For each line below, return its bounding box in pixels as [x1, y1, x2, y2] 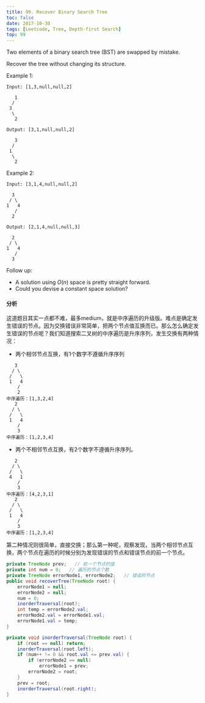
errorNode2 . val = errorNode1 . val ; [17, 612, 105, 619]
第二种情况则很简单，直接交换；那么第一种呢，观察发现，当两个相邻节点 [6, 541, 188, 548]
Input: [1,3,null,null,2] [6, 84, 72, 90]
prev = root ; [17, 680, 51, 686]
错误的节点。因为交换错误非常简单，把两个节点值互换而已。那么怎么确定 [11, 322, 193, 330]
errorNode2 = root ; [28, 669, 78, 675]
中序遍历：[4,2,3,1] [6, 491, 54, 498]
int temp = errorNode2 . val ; [17, 606, 88, 613]
